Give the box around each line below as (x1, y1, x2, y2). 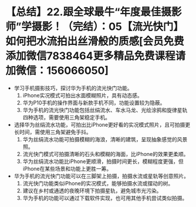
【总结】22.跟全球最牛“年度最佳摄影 (5, 5, 182, 19)
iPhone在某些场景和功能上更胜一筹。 (22, 165, 112, 172)
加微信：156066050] (5, 64, 109, 77)
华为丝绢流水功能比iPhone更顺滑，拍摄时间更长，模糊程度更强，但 (22, 158, 184, 165)
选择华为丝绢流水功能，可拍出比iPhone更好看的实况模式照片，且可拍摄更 (13, 121, 191, 128)
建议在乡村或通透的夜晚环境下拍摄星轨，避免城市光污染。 (22, 187, 162, 194)
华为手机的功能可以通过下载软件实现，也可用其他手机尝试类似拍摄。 (22, 194, 188, 201)
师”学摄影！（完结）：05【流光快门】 (5, 20, 184, 33)
